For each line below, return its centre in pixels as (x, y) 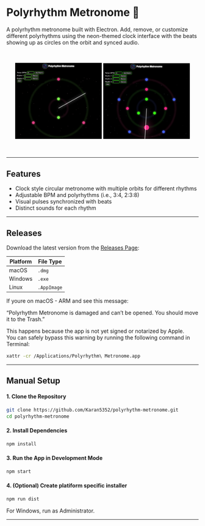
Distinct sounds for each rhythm (56, 208)
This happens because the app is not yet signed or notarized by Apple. (95, 331)
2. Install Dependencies (37, 430)
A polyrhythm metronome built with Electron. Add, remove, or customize (97, 29)
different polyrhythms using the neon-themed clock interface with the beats (102, 35)
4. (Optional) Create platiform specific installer (67, 485)
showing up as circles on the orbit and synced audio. (73, 42)
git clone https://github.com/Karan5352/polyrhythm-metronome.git (92, 410)
